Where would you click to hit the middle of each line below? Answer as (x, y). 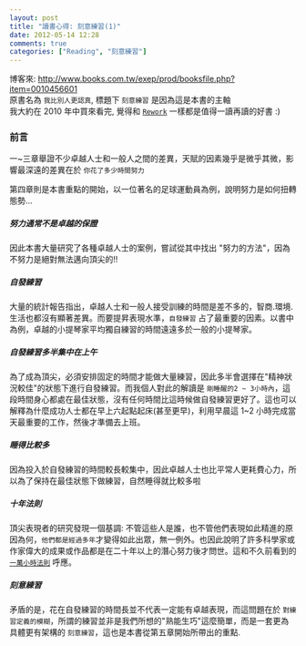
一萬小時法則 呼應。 (43, 562)
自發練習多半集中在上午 (53, 352)
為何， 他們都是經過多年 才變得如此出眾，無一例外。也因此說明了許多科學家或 (156, 539)
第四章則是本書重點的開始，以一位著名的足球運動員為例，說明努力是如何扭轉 (153, 190)
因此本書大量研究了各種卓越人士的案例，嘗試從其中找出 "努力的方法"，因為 (150, 248)
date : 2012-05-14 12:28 (55, 35)
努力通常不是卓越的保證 (53, 223)
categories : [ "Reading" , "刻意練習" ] (78, 52)
